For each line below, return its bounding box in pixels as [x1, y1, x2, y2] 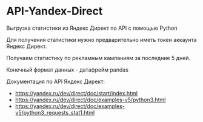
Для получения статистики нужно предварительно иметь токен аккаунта [6, 36, 197, 43]
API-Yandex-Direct [6, 4, 103, 18]
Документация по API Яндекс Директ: [6, 78, 105, 85]
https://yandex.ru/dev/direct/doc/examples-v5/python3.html [15, 96, 166, 103]
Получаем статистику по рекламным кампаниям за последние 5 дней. [6, 54, 191, 61]
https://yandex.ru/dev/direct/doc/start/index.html [15, 89, 138, 97]
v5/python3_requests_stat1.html [15, 109, 95, 116]
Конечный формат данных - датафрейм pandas [6, 66, 129, 73]
